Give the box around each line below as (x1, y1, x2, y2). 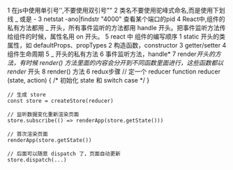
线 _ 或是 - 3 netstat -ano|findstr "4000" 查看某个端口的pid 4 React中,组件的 (7, 15, 225, 23)
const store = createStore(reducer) (7, 97, 114, 104)
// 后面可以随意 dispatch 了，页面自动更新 (7, 150, 121, 157)
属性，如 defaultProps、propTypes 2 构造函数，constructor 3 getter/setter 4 (7, 41, 227, 49)
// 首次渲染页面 (7, 131, 48, 138)
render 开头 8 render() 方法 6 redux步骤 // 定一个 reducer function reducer (7, 67, 221, 76)
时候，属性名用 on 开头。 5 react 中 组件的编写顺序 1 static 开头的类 (31, 32, 225, 41)
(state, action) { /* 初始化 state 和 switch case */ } (7, 76, 150, 84)
